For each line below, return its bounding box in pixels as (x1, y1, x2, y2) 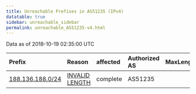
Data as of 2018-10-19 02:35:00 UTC (6, 41, 94, 48)
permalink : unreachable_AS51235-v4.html (6, 24, 106, 31)
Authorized (127, 55, 160, 63)
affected (96, 58, 121, 66)
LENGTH (66, 79, 91, 87)
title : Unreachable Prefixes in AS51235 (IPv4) (6, 8, 124, 15)
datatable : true (6, 14, 45, 20)
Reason (66, 58, 89, 66)
